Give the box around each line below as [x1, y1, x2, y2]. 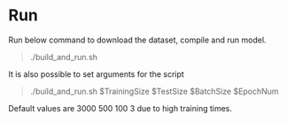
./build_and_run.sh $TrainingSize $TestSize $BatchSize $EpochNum [29, 86, 280, 96]
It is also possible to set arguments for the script [8, 68, 185, 80]
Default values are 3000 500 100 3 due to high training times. [8, 103, 232, 113]
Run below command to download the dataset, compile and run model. [8, 34, 267, 45]
